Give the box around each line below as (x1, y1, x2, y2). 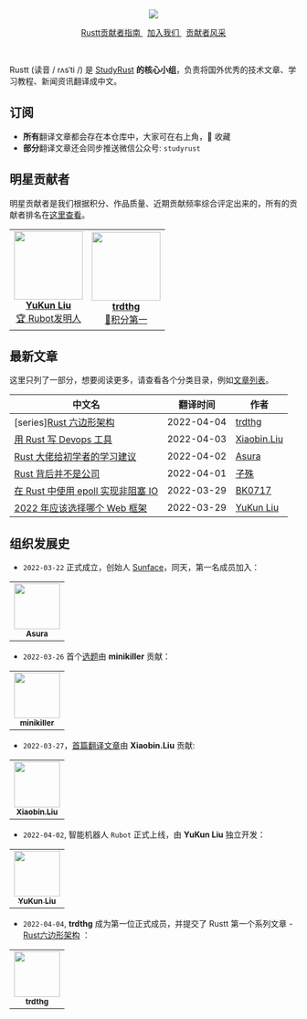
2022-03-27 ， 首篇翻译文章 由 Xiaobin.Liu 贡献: (22, 740, 196, 751)
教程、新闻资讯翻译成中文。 (16, 76, 122, 86)
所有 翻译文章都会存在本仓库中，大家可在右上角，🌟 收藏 (22, 131, 231, 142)
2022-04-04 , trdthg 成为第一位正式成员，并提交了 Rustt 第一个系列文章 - (22, 918, 293, 929)
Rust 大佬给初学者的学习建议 (14, 451, 137, 463)
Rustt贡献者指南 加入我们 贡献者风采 (80, 27, 227, 37)
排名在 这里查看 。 (25, 209, 90, 220)
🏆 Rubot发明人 (15, 312, 82, 324)
